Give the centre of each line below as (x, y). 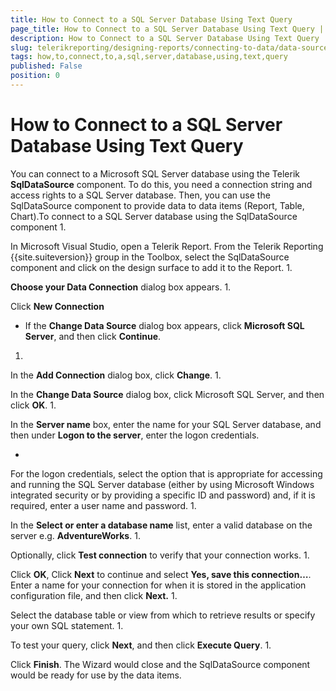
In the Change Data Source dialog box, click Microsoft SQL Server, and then (167, 394)
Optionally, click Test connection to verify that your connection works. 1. (160, 555)
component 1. (38, 227)
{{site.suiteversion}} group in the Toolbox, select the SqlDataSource (150, 257)
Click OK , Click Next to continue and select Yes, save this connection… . (161, 574)
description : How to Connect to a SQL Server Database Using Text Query (165, 38)
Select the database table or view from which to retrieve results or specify (163, 615)
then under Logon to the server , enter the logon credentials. (135, 435)
